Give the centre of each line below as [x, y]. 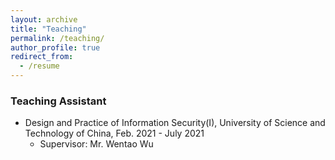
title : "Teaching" [48, 29]
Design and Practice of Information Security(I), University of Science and [175, 123]
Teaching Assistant [58, 101]
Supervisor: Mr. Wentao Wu [96, 144]
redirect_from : [42, 57]
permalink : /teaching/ [57, 38]
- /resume [39, 66]
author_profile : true [55, 47]
